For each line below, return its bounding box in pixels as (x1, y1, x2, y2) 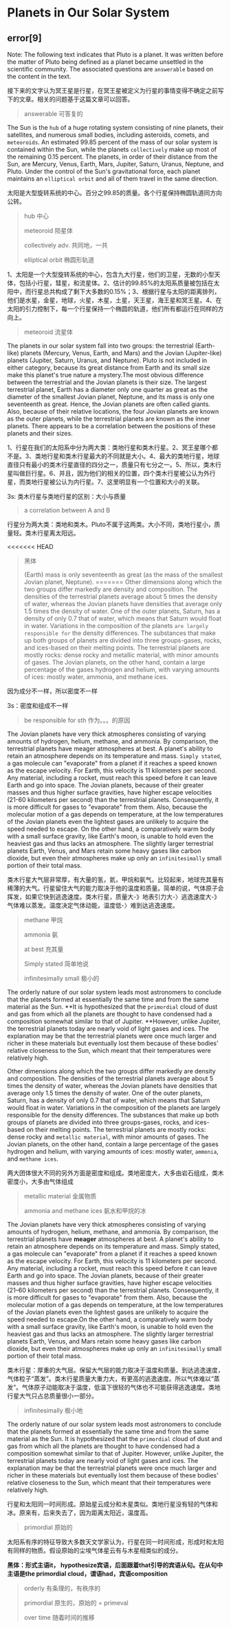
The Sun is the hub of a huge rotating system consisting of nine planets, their (7, 124, 224, 131)
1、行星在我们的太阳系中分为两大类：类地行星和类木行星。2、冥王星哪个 (7, 443, 212, 451)
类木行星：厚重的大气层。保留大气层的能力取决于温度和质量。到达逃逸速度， (7, 1366, 224, 1374)
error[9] (7, 32, 43, 44)
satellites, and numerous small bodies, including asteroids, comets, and (7, 131, 210, 139)
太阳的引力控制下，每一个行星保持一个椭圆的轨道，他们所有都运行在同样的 (7, 304, 218, 313)
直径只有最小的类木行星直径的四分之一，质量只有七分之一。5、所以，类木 (7, 460, 216, 469)
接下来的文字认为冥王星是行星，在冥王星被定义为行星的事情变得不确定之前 (7, 87, 218, 94)
